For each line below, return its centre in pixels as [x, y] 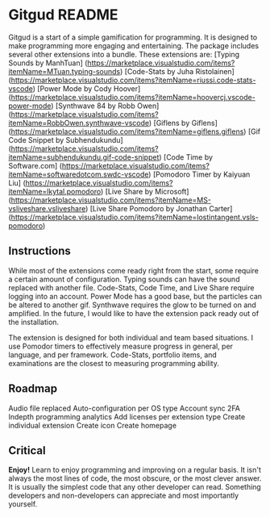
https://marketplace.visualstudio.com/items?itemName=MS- [111, 200]
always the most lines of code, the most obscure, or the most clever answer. [135, 478]
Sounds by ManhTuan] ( [48, 63]
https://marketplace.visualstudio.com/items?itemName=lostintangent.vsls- [135, 217]
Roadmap [33, 389]
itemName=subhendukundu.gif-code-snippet [84, 157]
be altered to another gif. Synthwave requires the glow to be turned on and [132, 305]
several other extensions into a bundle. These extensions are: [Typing [124, 54]
